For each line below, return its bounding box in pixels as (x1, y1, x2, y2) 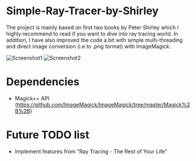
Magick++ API (14, 94, 50, 102)
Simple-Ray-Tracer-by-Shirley (6, 4, 159, 18)
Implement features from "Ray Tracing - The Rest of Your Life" (14, 147, 167, 155)
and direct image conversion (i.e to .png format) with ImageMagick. (6, 43, 171, 50)
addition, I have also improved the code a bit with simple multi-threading (6, 36, 183, 43)
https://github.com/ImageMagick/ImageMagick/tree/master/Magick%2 (17, 101, 190, 108)
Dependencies (6, 75, 80, 89)
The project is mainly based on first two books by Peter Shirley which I (6, 24, 179, 31)
